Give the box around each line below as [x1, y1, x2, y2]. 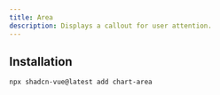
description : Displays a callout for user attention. [9, 21, 213, 30]
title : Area [9, 12, 53, 22]
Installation [9, 54, 73, 69]
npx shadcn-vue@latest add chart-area [9, 77, 153, 87]
